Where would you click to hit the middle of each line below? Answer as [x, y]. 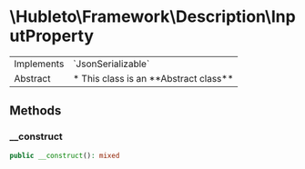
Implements [39, 64]
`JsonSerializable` [111, 64]
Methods [36, 111]
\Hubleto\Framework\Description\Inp [152, 17]
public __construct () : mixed [65, 155]
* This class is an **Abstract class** [153, 78]
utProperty [51, 36]
